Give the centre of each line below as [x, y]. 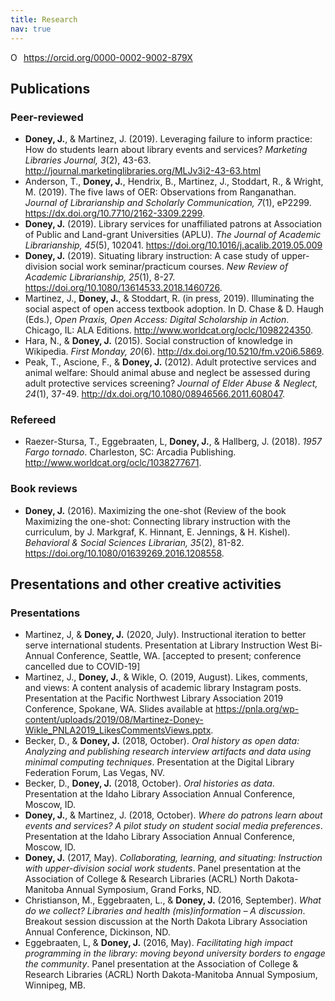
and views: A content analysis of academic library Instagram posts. [163, 688]
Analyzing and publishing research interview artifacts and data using [168, 752]
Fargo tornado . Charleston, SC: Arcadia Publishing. [130, 452]
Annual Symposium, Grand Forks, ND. [144, 890]
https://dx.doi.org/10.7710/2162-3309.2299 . [115, 213]
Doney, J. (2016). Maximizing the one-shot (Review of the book [155, 510]
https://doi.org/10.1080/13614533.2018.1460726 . [123, 288]
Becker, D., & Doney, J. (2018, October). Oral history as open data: [162, 741]
